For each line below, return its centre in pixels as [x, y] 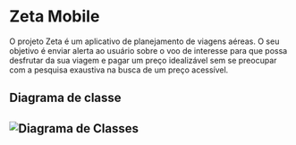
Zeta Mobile [55, 17]
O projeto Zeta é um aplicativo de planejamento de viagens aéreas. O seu [144, 41]
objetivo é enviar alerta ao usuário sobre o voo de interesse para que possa [148, 50]
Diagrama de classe [66, 98]
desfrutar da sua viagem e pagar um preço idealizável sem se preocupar [143, 60]
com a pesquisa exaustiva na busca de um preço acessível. [119, 70]
